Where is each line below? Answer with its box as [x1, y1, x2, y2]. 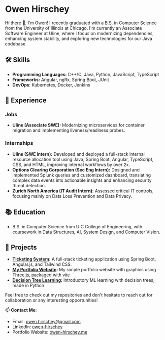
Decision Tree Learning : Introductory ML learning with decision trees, [12, 277, 155, 283]
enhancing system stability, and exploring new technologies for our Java [5, 36, 153, 42]
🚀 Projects [5, 243, 37, 252]
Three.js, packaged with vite [12, 272, 70, 278]
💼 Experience [5, 96, 47, 105]
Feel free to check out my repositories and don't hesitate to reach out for [5, 292, 153, 298]
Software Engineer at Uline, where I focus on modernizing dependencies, [5, 30, 154, 36]
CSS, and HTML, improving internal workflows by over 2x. [12, 162, 130, 168]
